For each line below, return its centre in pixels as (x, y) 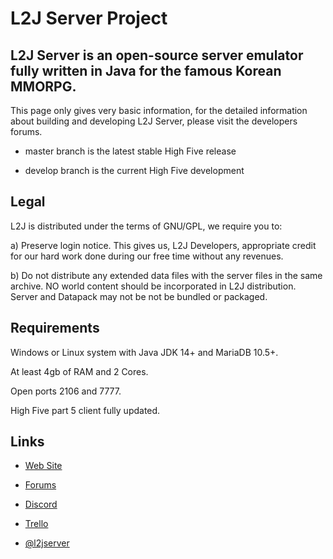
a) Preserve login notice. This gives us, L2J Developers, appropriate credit (163, 245)
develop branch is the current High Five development (134, 170)
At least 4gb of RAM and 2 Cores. (79, 371)
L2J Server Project (89, 18)
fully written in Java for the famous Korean (146, 70)
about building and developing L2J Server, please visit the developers (154, 121)
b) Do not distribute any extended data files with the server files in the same (166, 275)
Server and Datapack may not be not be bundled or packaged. (139, 296)
